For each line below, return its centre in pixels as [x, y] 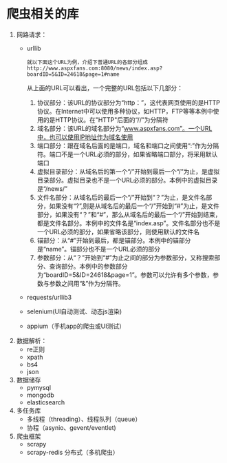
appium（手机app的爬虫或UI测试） [76, 326]
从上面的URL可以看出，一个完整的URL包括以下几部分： [105, 88]
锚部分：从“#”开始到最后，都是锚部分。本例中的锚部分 [114, 240]
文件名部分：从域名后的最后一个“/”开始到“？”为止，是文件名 [121, 197]
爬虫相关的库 [43, 14]
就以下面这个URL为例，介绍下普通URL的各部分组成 [87, 62]
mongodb [40, 395]
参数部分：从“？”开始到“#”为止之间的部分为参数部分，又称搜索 [126, 257]
